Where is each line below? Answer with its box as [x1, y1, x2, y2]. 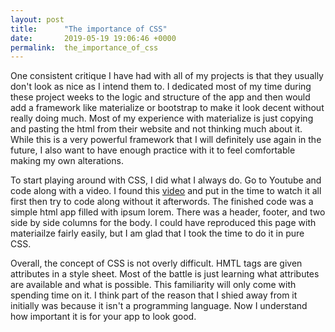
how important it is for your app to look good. [10, 311, 197, 323]
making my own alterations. [10, 155, 124, 167]
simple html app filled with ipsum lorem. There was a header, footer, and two [10, 206, 326, 218]
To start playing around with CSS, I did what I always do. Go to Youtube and [10, 174, 322, 186]
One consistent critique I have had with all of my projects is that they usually [10, 70, 324, 82]
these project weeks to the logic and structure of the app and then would [10, 91, 311, 103]
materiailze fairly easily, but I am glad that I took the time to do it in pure [10, 227, 305, 240]
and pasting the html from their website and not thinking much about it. [10, 123, 303, 135]
